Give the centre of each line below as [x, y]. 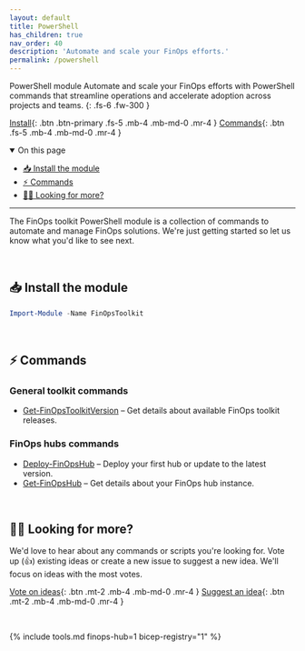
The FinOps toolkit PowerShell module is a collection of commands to [139, 221]
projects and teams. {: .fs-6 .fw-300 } [79, 105]
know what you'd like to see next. [72, 240]
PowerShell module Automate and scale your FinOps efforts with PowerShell [152, 86]
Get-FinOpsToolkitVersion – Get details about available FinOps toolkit [151, 411]
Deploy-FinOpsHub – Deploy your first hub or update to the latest [144, 464]
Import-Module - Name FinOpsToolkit [77, 313]
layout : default [40, 18]
